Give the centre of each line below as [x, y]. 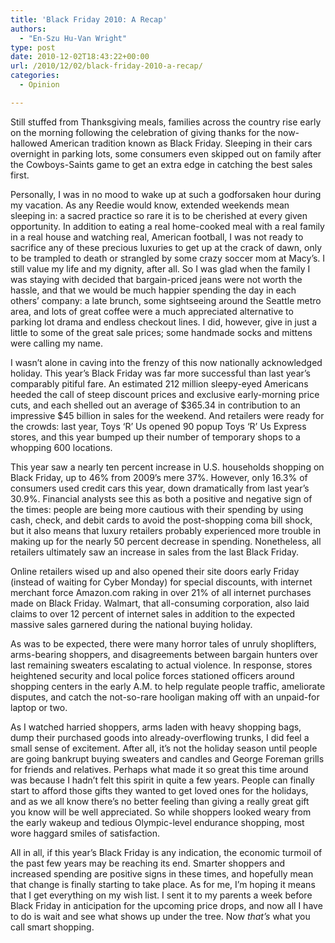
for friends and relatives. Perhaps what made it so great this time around [159, 769]
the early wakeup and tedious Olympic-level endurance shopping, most [157, 822]
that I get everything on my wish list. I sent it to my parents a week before [161, 895]
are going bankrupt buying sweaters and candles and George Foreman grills [167, 758]
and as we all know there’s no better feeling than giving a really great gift [160, 801]
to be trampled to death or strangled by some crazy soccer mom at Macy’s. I [168, 258]
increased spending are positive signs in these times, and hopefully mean [162, 873]
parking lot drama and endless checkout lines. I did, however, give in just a [164, 322]
